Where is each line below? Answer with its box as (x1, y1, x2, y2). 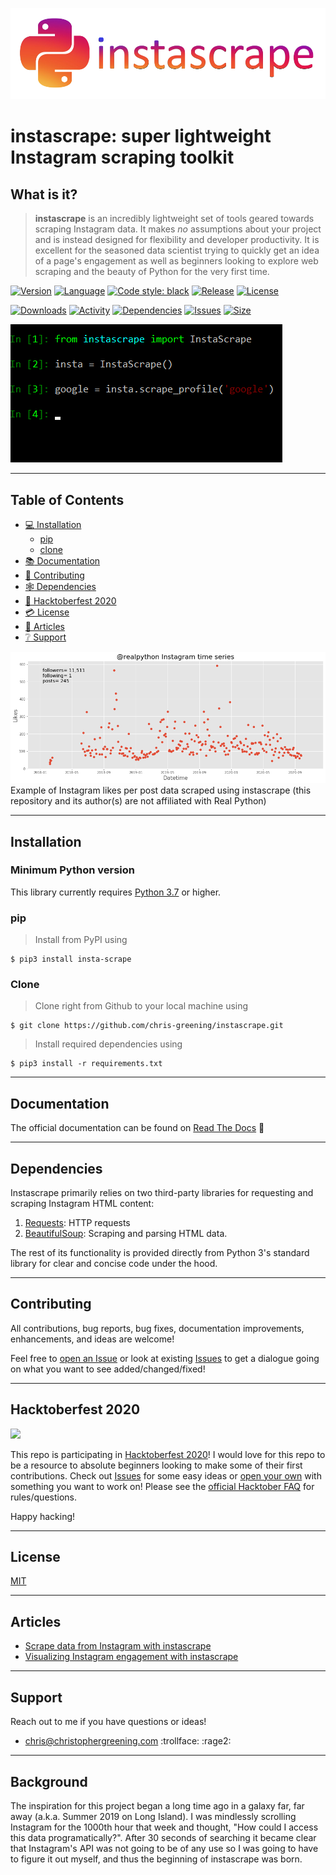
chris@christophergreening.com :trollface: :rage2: (24, 1735, 232, 1747)
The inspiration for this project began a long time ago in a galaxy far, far (10, 1799, 305, 1812)
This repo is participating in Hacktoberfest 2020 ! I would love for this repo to (10, 1448, 326, 1460)
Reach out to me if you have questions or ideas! (10, 1716, 207, 1728)
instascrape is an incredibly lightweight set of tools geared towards (34, 213, 315, 225)
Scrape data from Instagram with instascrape (24, 1640, 212, 1652)
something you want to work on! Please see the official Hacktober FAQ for (10, 1480, 315, 1492)
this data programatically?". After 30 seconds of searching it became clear (10, 1831, 317, 1843)
